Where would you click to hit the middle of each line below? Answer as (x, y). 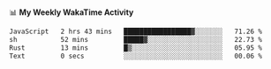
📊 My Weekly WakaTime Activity (72, 12)
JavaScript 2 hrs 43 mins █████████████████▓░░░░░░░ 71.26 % (136, 31)
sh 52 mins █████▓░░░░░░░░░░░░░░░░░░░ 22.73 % (136, 39)
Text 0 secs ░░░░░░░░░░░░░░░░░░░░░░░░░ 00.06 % (136, 56)
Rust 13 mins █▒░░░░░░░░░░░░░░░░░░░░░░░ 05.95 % (136, 48)
